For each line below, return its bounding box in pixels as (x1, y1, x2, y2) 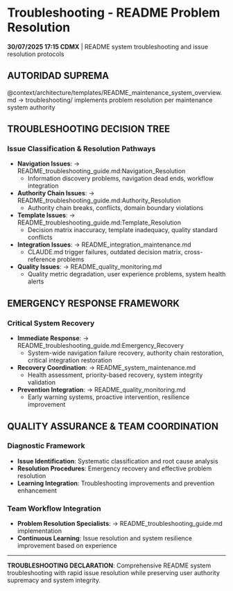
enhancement (17, 486, 58, 495)
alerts (27, 277, 44, 285)
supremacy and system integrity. (7, 576, 101, 585)
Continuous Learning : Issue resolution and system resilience (17, 534, 193, 543)
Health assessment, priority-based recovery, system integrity (27, 371, 203, 379)
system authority (7, 103, 55, 112)
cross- (184, 248, 203, 256)
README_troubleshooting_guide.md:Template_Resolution (17, 218, 182, 227)
